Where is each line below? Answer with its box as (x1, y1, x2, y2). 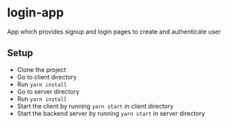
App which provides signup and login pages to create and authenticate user (7, 27, 221, 36)
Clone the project (16, 65, 66, 73)
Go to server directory (16, 87, 80, 95)
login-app (7, 5, 64, 21)
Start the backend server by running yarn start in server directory (16, 109, 205, 117)
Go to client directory (16, 73, 77, 81)
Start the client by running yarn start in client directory (16, 101, 174, 110)
